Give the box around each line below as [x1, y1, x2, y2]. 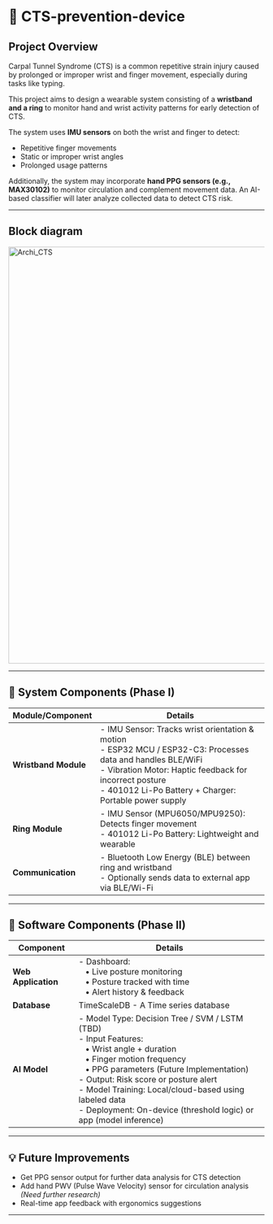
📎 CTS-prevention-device [8, 7, 185, 26]
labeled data [78, 1094, 126, 1105]
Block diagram [8, 224, 83, 238]
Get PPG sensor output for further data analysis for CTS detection [19, 1173, 241, 1183]
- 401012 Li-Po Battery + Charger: [100, 784, 236, 795]
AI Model [12, 1064, 49, 1075]
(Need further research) [19, 1190, 101, 1200]
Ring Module [12, 823, 63, 834]
